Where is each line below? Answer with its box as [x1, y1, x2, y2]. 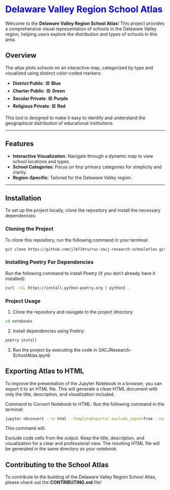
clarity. [12, 169, 27, 175]
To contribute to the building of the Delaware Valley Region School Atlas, [5, 474, 157, 480]
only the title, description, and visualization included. [5, 391, 115, 397]
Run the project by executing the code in [12, 347, 98, 353]
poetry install [5, 337, 37, 343]
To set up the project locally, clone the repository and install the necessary [5, 207, 161, 213]
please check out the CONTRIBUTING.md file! [5, 479, 102, 485]
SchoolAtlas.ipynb [12, 352, 51, 358]
